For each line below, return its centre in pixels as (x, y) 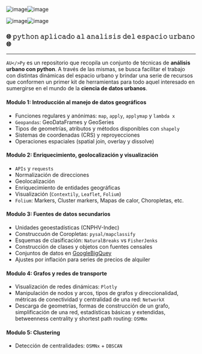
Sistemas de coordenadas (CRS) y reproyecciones (77, 135)
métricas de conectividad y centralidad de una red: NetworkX (90, 300)
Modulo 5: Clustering (33, 332)
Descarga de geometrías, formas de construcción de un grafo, (92, 306)
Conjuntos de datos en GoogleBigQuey (63, 253)
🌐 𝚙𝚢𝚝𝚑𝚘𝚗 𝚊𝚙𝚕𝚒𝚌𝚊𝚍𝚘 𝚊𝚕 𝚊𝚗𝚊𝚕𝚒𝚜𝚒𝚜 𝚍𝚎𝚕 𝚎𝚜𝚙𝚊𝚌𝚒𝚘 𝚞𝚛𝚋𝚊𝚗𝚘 (101, 36)
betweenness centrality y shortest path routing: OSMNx (81, 318)
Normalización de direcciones (52, 175)
